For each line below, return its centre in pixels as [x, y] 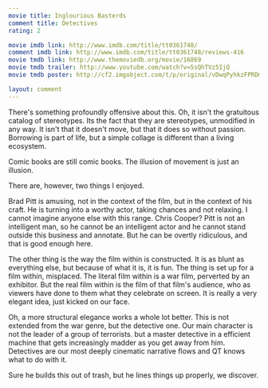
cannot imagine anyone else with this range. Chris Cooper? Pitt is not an [127, 218]
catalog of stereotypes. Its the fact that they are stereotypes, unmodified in [132, 120]
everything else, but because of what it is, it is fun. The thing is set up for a [131, 267]
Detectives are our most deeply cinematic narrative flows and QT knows [127, 351]
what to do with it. [38, 359]
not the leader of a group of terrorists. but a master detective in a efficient [130, 334]
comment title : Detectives [53, 23]
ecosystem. [28, 146]
